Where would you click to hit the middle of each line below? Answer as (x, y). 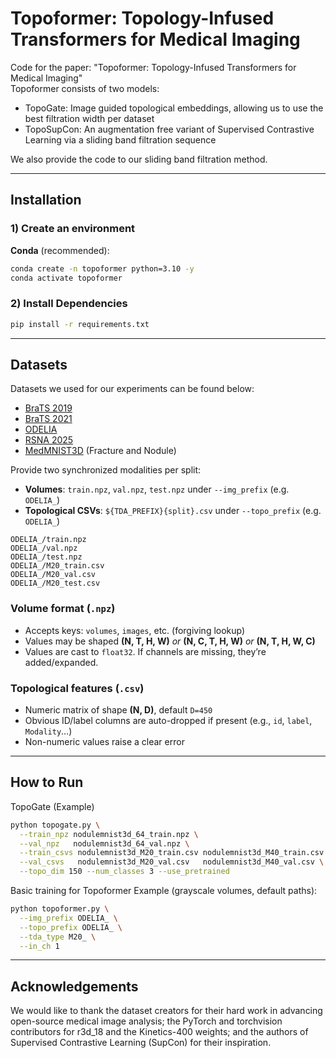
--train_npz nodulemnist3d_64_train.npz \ (109, 834)
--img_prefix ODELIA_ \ (68, 918)
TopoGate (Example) (52, 806)
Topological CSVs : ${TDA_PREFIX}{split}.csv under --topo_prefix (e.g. (173, 511)
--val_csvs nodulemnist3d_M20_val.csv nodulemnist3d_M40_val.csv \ (172, 862)
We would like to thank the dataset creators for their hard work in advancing (166, 1011)
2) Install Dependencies (69, 304)
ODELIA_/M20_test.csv (55, 583)
